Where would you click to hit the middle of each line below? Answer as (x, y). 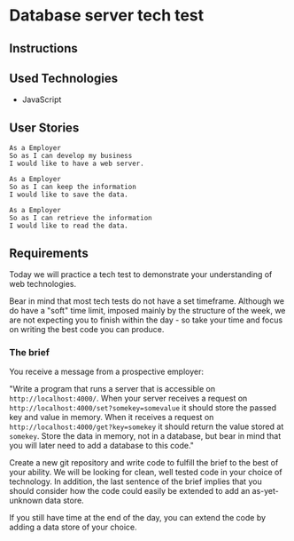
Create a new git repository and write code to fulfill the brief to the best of (144, 463)
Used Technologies (63, 78)
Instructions (43, 48)
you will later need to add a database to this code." (102, 446)
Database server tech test (107, 16)
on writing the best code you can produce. (87, 330)
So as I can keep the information (73, 187)
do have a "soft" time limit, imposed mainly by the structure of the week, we (147, 311)
